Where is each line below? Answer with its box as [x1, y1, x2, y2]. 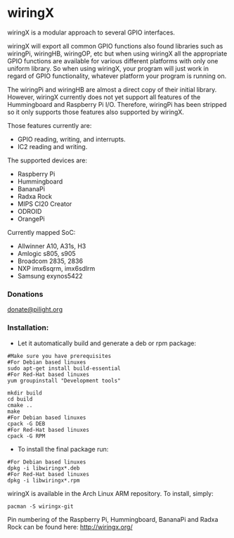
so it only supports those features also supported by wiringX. [7, 108, 185, 116]
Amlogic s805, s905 [17, 249, 76, 257]
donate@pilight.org [7, 305, 63, 314]
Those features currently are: [7, 121, 92, 129]
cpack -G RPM [7, 433, 46, 440]
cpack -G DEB [7, 420, 46, 427]
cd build [7, 395, 33, 402]
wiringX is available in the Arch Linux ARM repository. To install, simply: [7, 489, 214, 497]
